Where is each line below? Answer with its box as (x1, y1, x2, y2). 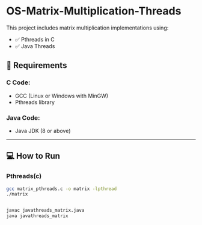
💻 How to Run (6, 151, 60, 161)
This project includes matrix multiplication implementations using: (6, 24, 169, 31)
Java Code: (6, 113, 40, 122)
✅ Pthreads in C (14, 35, 55, 43)
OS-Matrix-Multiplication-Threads (6, 4, 182, 18)
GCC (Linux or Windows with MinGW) (14, 92, 109, 99)
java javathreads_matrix (6, 213, 69, 219)
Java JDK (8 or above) (14, 127, 71, 134)
